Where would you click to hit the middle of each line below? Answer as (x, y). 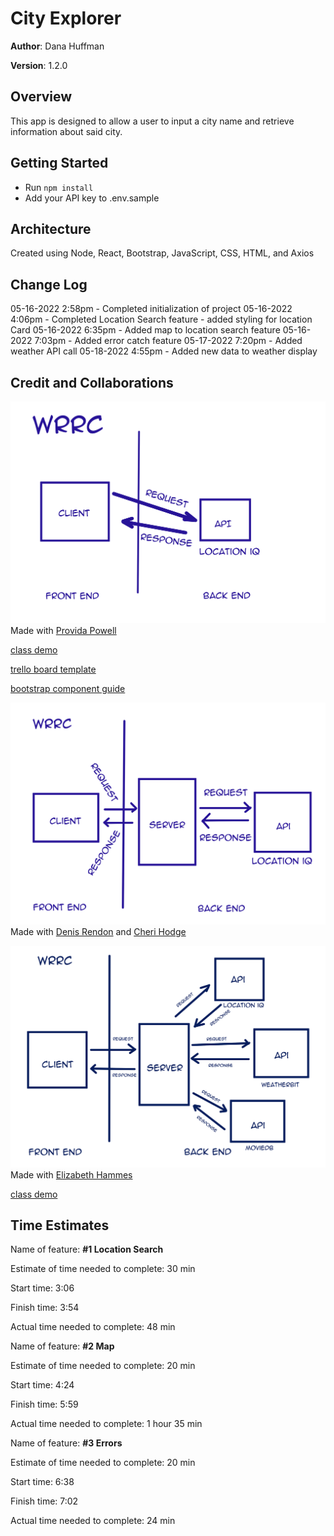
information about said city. (66, 131)
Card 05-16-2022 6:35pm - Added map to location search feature (145, 330)
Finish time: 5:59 (44, 1404)
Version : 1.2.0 (39, 65)
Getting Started (59, 163)
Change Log (49, 284)
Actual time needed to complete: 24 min (93, 1521)
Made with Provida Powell (63, 630)
